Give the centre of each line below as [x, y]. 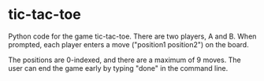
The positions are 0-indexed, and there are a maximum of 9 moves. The [125, 60]
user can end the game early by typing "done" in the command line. [118, 68]
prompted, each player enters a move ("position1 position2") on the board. [129, 44]
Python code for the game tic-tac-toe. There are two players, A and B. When [132, 36]
